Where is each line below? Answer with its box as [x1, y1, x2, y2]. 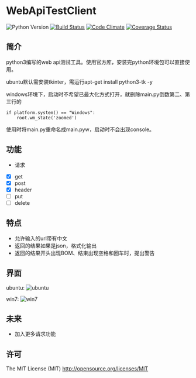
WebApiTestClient [6, 4, 97, 18]
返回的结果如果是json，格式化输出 [14, 242, 97, 249]
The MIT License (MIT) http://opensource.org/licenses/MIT [6, 365, 149, 372]
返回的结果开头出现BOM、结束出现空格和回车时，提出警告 [14, 249, 155, 256]
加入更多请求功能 [14, 331, 56, 338]
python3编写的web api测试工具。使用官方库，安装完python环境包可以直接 [6, 59, 185, 66]
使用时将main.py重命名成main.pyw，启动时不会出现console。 [6, 126, 155, 133]
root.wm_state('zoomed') [16, 115, 77, 121]
